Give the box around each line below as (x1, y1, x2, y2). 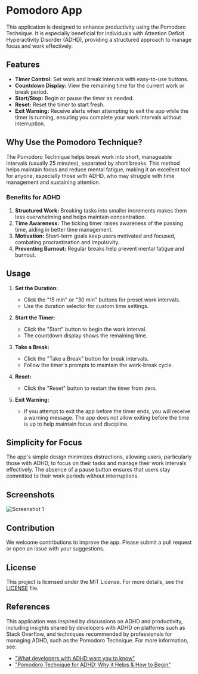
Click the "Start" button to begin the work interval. (23, 325, 147, 333)
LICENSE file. (6, 584, 39, 592)
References (6, 602, 50, 612)
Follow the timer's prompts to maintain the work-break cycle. (23, 361, 174, 368)
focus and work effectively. (6, 42, 73, 50)
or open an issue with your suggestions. (6, 545, 105, 552)
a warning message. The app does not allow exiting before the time (23, 414, 190, 421)
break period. (14, 88, 48, 96)
